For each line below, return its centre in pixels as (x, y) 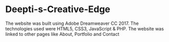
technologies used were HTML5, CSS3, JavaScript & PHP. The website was (85, 28)
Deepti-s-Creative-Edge (58, 9)
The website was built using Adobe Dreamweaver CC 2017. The (72, 23)
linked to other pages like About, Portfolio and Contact (62, 34)
